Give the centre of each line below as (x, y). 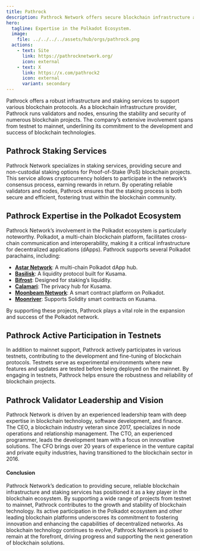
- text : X (29, 67)
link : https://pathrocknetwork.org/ (67, 56)
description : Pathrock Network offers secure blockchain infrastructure (98, 17)
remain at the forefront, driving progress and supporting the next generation (99, 537)
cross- (179, 237)
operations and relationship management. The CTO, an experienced (89, 434)
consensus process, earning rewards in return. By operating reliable (90, 184)
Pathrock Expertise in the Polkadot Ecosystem (94, 216)
